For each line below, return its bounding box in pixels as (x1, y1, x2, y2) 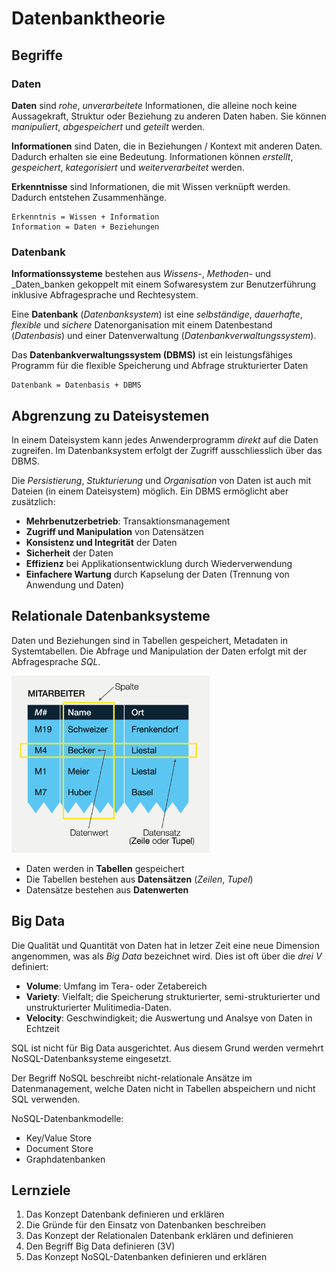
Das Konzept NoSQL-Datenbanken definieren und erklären (25, 1251, 268, 1263)
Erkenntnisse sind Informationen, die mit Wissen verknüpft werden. (11, 180, 291, 192)
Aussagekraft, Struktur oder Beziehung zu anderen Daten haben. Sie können (11, 110, 327, 122)
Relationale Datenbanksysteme (11, 608, 211, 625)
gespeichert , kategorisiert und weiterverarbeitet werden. (11, 161, 245, 173)
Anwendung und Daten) (25, 578, 125, 591)
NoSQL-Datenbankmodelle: (11, 1112, 124, 1124)
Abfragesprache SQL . (11, 655, 101, 667)
